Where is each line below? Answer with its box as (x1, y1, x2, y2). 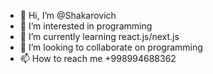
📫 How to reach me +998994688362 (19, 53, 177, 64)
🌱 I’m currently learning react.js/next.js (19, 31, 180, 42)
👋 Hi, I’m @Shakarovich (19, 10, 117, 21)
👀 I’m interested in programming (19, 20, 153, 32)
